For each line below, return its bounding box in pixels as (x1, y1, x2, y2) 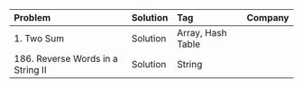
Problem (14, 12, 51, 23)
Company (246, 12, 289, 23)
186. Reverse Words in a (14, 53, 119, 65)
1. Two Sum (14, 32, 65, 44)
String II (14, 64, 47, 75)
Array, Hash (177, 27, 227, 39)
